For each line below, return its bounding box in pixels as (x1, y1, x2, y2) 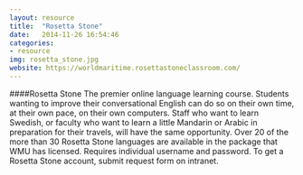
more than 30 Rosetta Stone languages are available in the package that (9, 136, 279, 147)
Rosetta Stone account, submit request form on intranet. (9, 155, 219, 166)
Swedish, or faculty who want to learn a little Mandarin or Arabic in (9, 116, 258, 127)
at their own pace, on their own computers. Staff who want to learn (9, 107, 260, 118)
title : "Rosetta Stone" (9, 22, 103, 31)
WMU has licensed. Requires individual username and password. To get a (9, 145, 284, 156)
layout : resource (9, 13, 75, 23)
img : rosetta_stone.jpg (9, 55, 99, 64)
